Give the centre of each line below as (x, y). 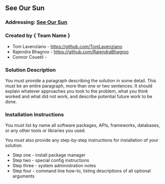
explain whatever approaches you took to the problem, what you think (77, 91)
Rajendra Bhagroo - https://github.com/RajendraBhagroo (71, 52)
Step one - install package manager (49, 155)
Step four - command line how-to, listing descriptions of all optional (82, 171)
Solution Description (31, 70)
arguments (23, 176)
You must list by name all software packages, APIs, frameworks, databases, (83, 125)
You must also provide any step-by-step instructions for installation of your (82, 140)
